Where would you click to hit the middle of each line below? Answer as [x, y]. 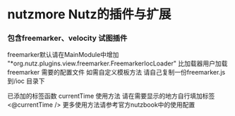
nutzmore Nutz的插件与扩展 [89, 14]
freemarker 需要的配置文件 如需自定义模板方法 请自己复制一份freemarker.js [116, 72]
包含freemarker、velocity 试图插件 [67, 38]
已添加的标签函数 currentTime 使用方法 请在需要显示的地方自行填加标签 [111, 96]
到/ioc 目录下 [26, 81]
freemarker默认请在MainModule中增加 [63, 55]
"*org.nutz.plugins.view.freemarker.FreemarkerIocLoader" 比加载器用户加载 [117, 63]
